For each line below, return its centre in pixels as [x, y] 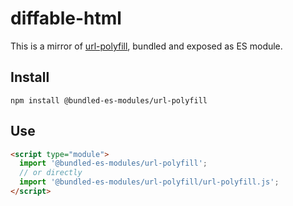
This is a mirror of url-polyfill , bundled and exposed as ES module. [146, 46]
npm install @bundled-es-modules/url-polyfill [109, 100]
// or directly [51, 173]
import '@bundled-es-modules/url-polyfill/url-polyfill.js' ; [149, 182]
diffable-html [66, 18]
